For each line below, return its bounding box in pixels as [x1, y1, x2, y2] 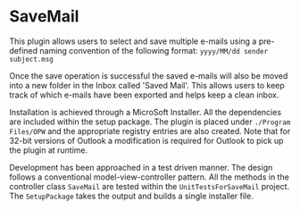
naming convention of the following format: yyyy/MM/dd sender [39, 45, 269, 55]
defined [9, 45, 38, 55]
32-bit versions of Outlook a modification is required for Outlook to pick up [9, 135, 284, 146]
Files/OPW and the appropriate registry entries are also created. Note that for [9, 125, 291, 136]
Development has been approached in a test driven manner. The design [9, 162, 273, 172]
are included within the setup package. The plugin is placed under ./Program [9, 116, 291, 127]
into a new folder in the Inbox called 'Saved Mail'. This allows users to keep [9, 80, 286, 90]
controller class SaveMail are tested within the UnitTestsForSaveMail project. [9, 181, 290, 191]
